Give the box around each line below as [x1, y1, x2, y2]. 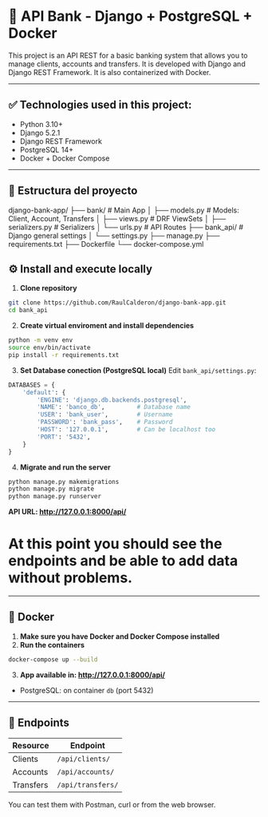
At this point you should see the [8, 535, 223, 553]
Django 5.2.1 [19, 128, 61, 137]
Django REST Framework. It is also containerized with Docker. [8, 67, 211, 77]
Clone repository [19, 284, 77, 293]
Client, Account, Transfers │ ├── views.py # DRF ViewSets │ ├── [8, 213, 227, 223]
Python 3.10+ [19, 119, 64, 129]
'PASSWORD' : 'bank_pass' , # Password [37, 418, 173, 426]
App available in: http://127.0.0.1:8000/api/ [19, 670, 166, 680]
